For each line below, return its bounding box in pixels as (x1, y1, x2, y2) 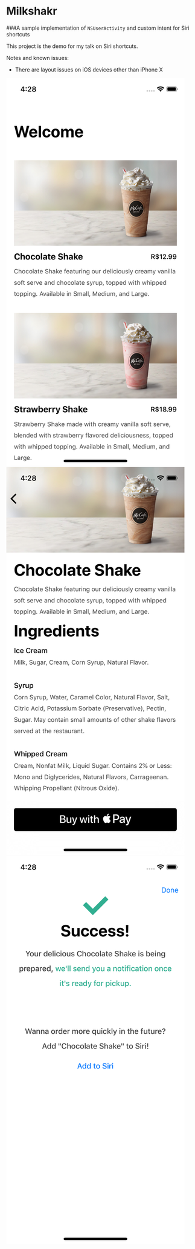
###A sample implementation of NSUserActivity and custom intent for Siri (6, 24, 190, 32)
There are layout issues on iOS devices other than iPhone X (14, 65, 163, 73)
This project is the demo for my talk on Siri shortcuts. (6, 42, 138, 50)
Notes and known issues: (6, 54, 69, 61)
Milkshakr (6, 4, 57, 18)
